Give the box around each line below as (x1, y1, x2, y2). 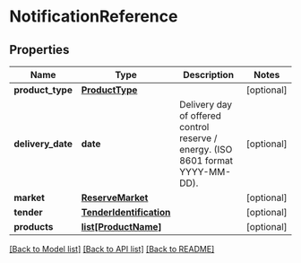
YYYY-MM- (178, 166, 231, 178)
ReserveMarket (81, 191, 149, 204)
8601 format (178, 154, 234, 167)
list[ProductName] (81, 221, 162, 232)
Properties (9, 42, 70, 57)
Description (183, 69, 235, 81)
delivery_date (13, 137, 73, 150)
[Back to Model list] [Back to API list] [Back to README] (9, 244, 215, 254)
